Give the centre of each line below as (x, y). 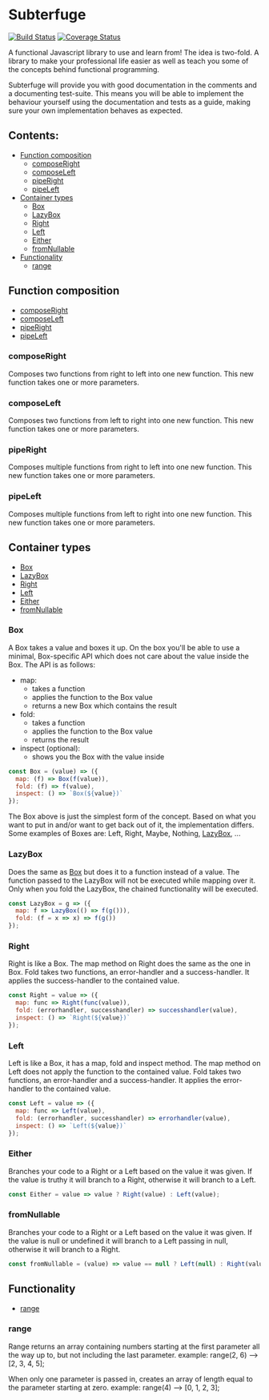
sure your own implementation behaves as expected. (96, 111)
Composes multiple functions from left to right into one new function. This (130, 513)
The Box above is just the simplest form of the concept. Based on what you (132, 817)
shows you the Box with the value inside (98, 756)
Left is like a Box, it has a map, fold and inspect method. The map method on (134, 1063)
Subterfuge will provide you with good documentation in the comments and (133, 85)
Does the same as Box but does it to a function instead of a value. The (124, 871)
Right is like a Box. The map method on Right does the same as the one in (129, 964)
